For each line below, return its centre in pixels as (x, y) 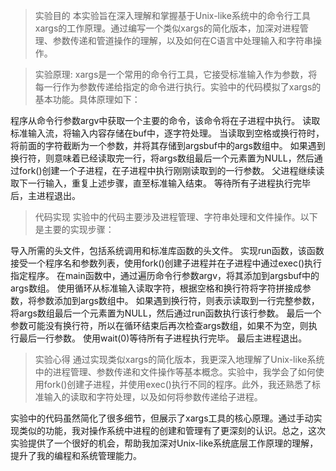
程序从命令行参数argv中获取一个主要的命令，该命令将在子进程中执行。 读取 (165, 120)
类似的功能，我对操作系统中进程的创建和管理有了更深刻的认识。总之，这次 (172, 430)
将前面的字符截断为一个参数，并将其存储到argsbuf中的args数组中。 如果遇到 (168, 145)
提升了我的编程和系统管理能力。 (76, 455)
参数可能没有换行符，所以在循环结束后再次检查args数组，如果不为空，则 (159, 325)
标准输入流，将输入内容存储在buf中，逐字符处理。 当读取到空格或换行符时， (167, 133)
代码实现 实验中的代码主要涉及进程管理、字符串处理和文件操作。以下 (176, 217)
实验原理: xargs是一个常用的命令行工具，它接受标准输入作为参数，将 (176, 74)
